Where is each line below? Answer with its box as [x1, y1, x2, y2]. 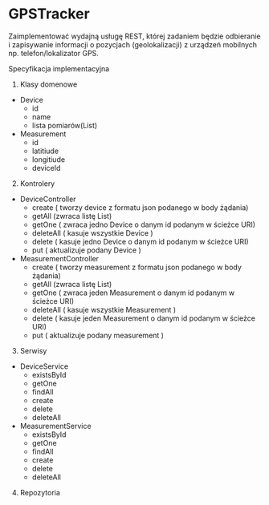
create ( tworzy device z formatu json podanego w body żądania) [31, 202, 249, 212]
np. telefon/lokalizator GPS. [8, 48, 99, 58]
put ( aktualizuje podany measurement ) [31, 330, 165, 340]
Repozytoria [19, 487, 60, 497]
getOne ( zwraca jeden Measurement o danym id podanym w [31, 288, 235, 297]
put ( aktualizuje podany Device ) [31, 245, 142, 255]
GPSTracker [8, 5, 90, 23]
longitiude [31, 154, 66, 164]
